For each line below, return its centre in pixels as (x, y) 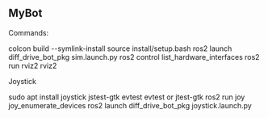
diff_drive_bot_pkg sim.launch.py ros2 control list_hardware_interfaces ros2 (134, 57)
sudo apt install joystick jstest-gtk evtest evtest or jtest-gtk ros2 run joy (127, 97)
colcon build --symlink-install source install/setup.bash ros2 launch (120, 48)
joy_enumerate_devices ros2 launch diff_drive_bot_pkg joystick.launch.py (130, 105)
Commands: (29, 32)
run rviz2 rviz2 (33, 65)
